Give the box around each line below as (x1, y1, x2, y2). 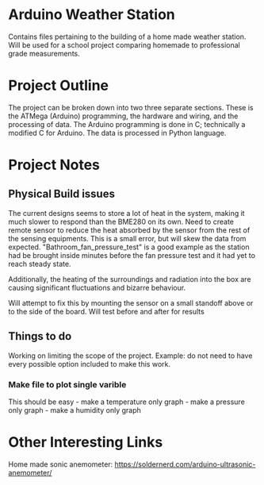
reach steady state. (8, 259, 71, 268)
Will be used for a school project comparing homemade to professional (8, 40, 240, 49)
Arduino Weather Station (8, 6, 176, 24)
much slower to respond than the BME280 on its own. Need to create (8, 217, 235, 226)
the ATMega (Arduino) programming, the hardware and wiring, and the (8, 111, 239, 121)
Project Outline (8, 77, 109, 94)
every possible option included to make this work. (8, 359, 171, 368)
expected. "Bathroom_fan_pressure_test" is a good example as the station (8, 242, 250, 252)
